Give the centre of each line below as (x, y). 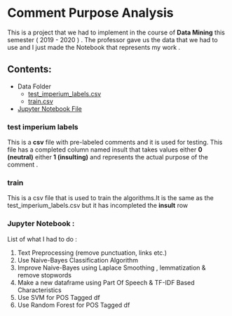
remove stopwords (45, 275)
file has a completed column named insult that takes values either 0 (105, 150)
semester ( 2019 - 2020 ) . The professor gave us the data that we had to (113, 39)
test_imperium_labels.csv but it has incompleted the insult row (98, 206)
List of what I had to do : (42, 239)
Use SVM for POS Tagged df (59, 297)
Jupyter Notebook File (49, 108)
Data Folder (34, 86)
